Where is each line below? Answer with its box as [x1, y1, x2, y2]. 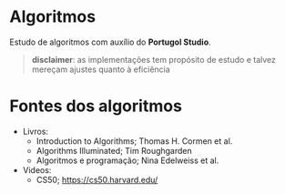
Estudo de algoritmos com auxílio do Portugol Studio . [9, 36, 211, 47]
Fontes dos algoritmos [9, 96, 182, 117]
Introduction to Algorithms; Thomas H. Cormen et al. [36, 135, 233, 147]
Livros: [22, 126, 48, 137]
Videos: [22, 164, 52, 175]
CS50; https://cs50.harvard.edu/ [36, 174, 158, 185]
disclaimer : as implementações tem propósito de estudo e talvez [31, 54, 276, 65]
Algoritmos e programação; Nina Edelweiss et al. [36, 155, 219, 166]
